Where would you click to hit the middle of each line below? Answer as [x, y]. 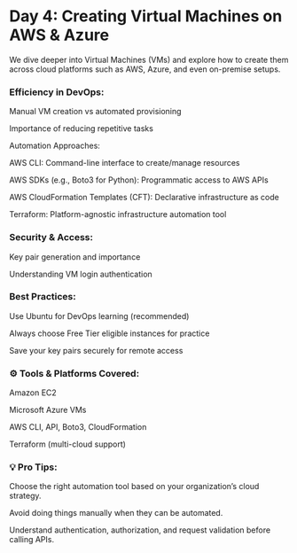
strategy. [25, 496]
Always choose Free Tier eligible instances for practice [109, 333]
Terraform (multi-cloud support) [68, 444]
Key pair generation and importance [75, 257]
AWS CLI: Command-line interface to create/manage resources [125, 163]
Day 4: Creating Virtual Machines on [146, 16]
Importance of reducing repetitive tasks [81, 129]
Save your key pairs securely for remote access [96, 350]
